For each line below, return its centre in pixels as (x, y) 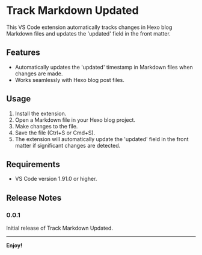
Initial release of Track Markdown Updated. (60, 228)
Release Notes (34, 197)
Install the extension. (41, 113)
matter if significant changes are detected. (68, 145)
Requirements (33, 164)
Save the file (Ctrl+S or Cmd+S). (55, 133)
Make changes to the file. (46, 126)
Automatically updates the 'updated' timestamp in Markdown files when (104, 67)
